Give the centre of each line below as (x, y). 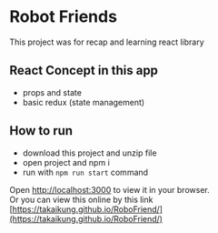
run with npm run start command (85, 172)
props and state (52, 92)
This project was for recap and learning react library (107, 42)
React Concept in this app (84, 71)
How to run (41, 131)
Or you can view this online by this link (81, 199)
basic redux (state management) (84, 102)
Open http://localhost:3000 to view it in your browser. (110, 189)
